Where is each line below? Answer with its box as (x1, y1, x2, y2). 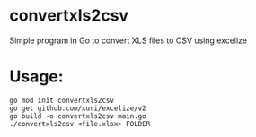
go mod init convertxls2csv (9, 96, 115, 105)
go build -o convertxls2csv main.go (9, 111, 146, 121)
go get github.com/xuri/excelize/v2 (9, 104, 146, 113)
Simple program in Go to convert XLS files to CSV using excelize (9, 35, 248, 46)
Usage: (9, 66, 65, 87)
